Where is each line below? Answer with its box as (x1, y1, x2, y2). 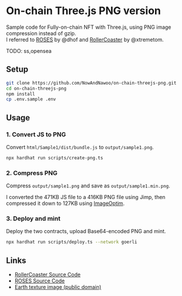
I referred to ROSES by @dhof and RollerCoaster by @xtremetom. (6, 36, 164, 43)
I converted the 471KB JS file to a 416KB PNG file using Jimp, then (6, 194, 166, 201)
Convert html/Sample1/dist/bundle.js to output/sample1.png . (6, 143, 154, 150)
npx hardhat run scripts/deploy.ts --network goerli (6, 239, 138, 245)
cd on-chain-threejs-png (6, 85, 67, 92)
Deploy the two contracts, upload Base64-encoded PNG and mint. (6, 228, 166, 235)
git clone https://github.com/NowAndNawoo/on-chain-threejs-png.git (6, 80, 177, 86)
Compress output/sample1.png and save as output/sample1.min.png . (6, 182, 171, 189)
